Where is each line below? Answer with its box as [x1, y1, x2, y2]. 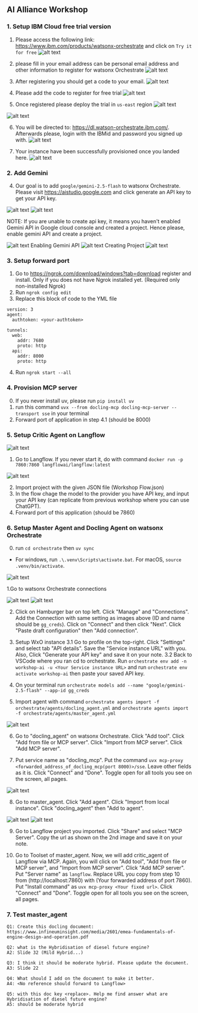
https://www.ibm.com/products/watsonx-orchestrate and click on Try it [15, 42, 192, 49]
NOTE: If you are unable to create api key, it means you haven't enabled [6, 217, 181, 224]
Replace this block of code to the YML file [15, 295, 117, 303]
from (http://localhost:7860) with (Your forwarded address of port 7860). [15, 877, 192, 884]
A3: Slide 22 [6, 965, 39, 972]
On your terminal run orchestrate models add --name [15, 681, 144, 689]
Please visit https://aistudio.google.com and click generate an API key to [15, 188, 192, 195]
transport [15, 411, 40, 417]
